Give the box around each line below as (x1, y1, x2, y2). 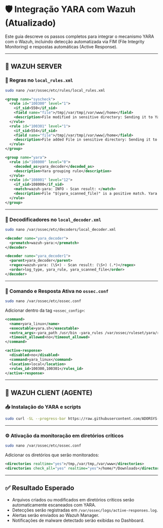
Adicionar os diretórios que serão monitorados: (5, 452, 99, 458)
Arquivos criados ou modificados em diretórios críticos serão (12, 496, 134, 502)
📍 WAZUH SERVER (5, 63, 62, 71)
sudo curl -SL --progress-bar (5, 416, 66, 421)
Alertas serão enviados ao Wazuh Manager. (12, 512, 99, 518)
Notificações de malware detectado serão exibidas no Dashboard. (12, 517, 145, 523)
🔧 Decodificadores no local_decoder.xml (5, 216, 101, 223)
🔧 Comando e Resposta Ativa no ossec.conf (5, 288, 109, 294)
